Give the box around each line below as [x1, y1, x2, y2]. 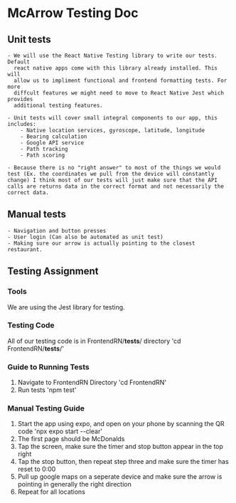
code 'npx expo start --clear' [17, 427, 103, 435]
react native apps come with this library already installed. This [14, 65, 218, 72]
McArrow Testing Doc [7, 5, 139, 21]
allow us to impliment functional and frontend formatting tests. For [14, 77, 227, 84]
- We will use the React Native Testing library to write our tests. [7, 52, 218, 59]
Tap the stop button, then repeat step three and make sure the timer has [17, 457, 229, 466]
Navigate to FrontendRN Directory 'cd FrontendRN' [17, 378, 167, 387]
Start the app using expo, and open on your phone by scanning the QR [17, 420, 225, 428]
